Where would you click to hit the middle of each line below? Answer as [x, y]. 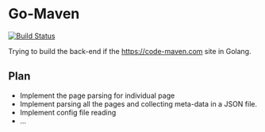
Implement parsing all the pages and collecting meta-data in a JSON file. [138, 103]
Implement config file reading [68, 112]
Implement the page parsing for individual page [97, 95]
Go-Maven [44, 14]
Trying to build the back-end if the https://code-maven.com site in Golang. [130, 51]
